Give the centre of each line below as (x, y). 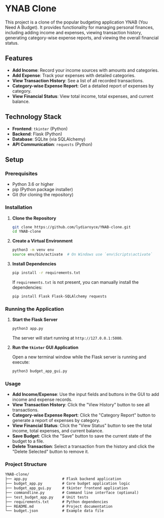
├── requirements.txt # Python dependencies (57, 502)
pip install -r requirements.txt (46, 273)
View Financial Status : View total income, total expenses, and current (83, 96)
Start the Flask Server (35, 320)
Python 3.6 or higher (33, 184)
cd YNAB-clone (26, 232)
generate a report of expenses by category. (56, 420)
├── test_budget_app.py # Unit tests (47, 497)
